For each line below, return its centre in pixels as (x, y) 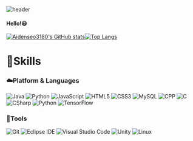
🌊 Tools (17, 119)
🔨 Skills (24, 61)
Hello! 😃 (17, 23)
